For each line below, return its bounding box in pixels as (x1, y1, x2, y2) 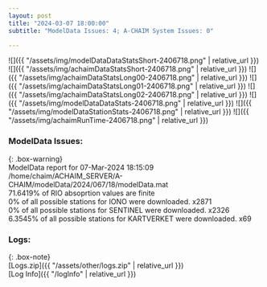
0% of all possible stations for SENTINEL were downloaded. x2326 (8, 205, 230, 215)
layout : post (8, 11, 52, 20)
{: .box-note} (8, 252, 51, 261)
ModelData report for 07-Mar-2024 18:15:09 (8, 162, 154, 172)
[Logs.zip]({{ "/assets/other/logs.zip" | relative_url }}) (8, 260, 184, 270)
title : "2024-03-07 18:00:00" (8, 19, 110, 27)
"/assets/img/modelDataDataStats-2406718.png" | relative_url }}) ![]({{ (18, 98, 252, 109)
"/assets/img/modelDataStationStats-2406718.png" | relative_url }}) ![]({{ (8, 107, 249, 117)
